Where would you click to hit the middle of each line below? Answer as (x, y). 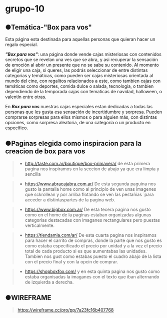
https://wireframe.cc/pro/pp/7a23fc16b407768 (65, 310)
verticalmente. (40, 225)
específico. (17, 128)
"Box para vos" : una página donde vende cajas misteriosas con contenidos (83, 54)
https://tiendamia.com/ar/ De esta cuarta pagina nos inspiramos (90, 235)
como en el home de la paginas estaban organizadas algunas (88, 215)
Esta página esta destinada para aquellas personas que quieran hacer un (80, 39)
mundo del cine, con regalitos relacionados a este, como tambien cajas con (83, 81)
